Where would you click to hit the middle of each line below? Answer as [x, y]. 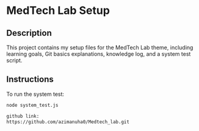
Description [29, 33]
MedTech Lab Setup [58, 11]
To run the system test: [35, 94]
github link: [23, 116]
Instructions [30, 79]
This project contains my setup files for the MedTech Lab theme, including [100, 47]
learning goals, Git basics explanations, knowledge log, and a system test [99, 54]
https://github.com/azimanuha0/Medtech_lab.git [68, 122]
